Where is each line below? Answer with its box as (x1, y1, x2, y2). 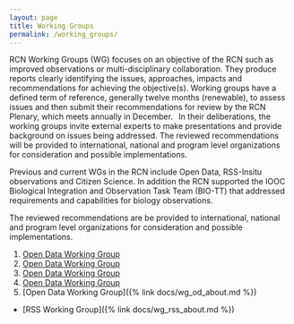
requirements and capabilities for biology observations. (9, 195, 213, 206)
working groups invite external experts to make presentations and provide (9, 121, 282, 132)
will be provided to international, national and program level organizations (9, 140, 281, 150)
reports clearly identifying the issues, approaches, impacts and (9, 73, 243, 84)
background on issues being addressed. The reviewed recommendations (9, 131, 280, 141)
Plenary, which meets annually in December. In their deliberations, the (9, 111, 272, 122)
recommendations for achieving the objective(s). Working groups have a (9, 82, 277, 94)
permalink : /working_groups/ (9, 30, 118, 38)
